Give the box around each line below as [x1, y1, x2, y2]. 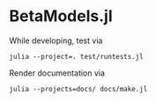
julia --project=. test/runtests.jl [9, 52, 144, 61]
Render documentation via [9, 68, 106, 78]
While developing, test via [9, 35, 103, 46]
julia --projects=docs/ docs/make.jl [9, 84, 148, 93]
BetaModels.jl [9, 6, 113, 26]
